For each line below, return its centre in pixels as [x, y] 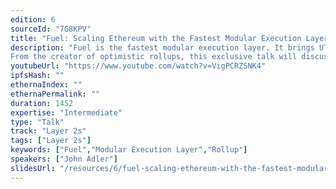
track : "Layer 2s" [48, 131]
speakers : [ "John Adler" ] [64, 159]
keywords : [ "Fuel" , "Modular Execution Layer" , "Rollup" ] [129, 150]
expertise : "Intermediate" [66, 112]
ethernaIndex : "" [46, 85]
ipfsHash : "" [37, 76]
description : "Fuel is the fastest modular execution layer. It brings [162, 47]
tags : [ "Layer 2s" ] [51, 141]
